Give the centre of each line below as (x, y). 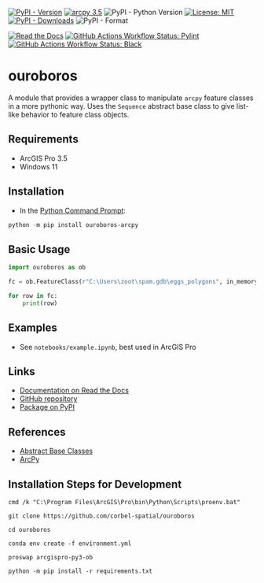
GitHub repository (48, 399)
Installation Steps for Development (95, 484)
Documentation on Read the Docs (74, 391)
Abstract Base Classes (56, 451)
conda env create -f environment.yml (70, 544)
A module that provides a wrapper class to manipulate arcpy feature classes (131, 98)
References (37, 432)
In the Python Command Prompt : (72, 210)
